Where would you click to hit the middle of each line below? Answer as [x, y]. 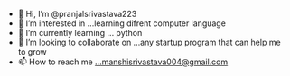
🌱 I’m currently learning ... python [80, 33]
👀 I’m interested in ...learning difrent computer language [122, 23]
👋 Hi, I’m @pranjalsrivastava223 [77, 14]
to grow [32, 52]
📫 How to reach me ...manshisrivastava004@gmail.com [123, 62]
